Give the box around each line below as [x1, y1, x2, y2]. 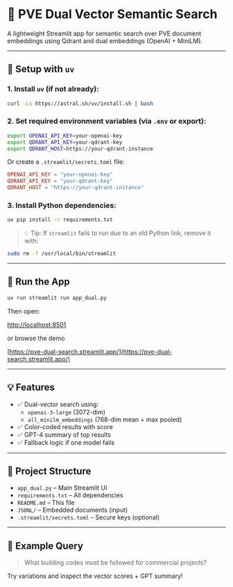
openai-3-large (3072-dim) [27, 408, 106, 416]
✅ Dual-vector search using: [17, 400, 99, 408]
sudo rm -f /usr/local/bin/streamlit [7, 250, 116, 257]
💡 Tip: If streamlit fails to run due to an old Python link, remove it [24, 229, 212, 237]
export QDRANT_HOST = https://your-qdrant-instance [7, 145, 154, 152]
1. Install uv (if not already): [7, 84, 99, 94]
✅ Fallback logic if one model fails [17, 438, 115, 447]
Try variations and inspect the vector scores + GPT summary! [7, 572, 183, 580]
